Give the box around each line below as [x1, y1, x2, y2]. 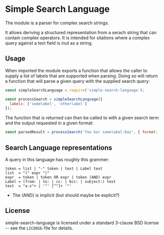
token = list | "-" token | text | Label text [5, 166, 103, 171]
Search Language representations [5, 143, 113, 152]
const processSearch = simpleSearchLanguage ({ [5, 97, 103, 102]
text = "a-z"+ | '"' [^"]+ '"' [5, 183, 72, 188]
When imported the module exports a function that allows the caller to [5, 67, 148, 73]
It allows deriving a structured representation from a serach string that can [5, 29, 157, 35]
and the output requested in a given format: [5, 120, 94, 126]
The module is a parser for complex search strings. [5, 20, 109, 26]
